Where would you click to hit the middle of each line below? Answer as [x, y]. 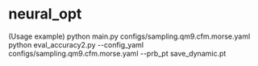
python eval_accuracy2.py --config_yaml [76, 44]
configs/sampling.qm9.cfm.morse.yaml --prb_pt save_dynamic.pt [117, 53]
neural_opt [45, 14]
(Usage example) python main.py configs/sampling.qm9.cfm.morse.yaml [129, 36]
